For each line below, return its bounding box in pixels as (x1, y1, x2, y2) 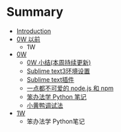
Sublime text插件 (26, 75, 75, 83)
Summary (6, 4, 63, 20)
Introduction (16, 27, 52, 35)
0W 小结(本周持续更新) (26, 58, 91, 66)
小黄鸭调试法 (26, 101, 63, 109)
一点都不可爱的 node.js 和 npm (26, 84, 114, 92)
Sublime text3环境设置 (26, 67, 91, 75)
